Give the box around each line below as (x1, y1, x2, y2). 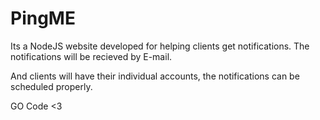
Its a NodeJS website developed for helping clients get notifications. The (10, 40, 310, 52)
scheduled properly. (10, 80, 93, 92)
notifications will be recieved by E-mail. (10, 50, 173, 62)
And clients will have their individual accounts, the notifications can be (10, 70, 300, 82)
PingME (10, 7, 76, 30)
